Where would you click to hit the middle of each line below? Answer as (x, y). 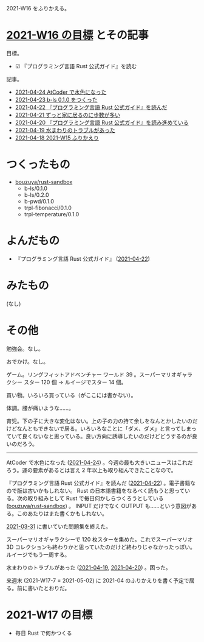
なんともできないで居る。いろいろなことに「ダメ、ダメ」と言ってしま (104, 428)
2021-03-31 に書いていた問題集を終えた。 (59, 526)
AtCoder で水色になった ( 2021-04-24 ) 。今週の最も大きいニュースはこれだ (100, 462)
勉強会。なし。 (25, 348)
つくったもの (39, 165)
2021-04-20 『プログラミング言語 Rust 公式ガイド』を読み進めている (102, 122)
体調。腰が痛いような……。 (40, 408)
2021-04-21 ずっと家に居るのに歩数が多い (67, 115)
